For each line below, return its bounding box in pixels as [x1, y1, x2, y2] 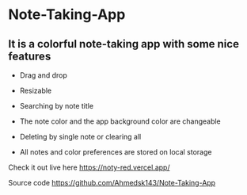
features [8, 49, 51, 63]
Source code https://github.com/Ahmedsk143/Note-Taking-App [8, 178, 216, 187]
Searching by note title [19, 101, 93, 110]
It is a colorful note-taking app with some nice [8, 37, 240, 51]
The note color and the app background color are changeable [19, 117, 222, 126]
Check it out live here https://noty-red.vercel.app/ [8, 162, 170, 172]
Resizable [19, 86, 52, 95]
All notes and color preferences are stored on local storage [19, 147, 212, 156]
